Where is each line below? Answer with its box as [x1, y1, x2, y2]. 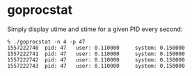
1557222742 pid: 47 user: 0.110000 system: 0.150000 [7, 56, 186, 64]
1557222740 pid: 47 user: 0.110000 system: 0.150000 [7, 44, 186, 51]
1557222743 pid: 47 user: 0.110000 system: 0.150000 [7, 62, 186, 69]
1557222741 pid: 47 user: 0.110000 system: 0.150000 [7, 50, 186, 57]
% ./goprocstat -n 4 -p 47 [7, 38, 86, 45]
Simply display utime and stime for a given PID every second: [7, 25, 183, 33]
